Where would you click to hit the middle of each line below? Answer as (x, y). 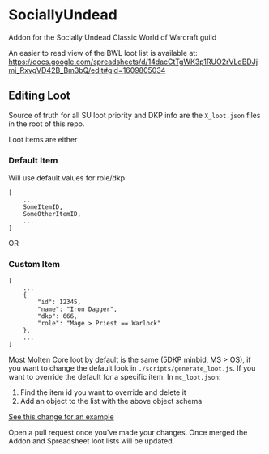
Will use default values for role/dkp (67, 178)
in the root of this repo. (47, 124)
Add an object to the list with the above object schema (111, 401)
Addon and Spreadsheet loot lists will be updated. (92, 441)
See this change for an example (62, 417)
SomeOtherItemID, (52, 214)
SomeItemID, (43, 207)
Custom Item (34, 264)
